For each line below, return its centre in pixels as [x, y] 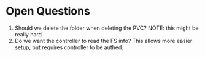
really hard [28, 34]
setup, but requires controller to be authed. [69, 47]
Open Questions [48, 11]
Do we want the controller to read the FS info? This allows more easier [103, 41]
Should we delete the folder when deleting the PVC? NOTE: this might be [106, 28]
